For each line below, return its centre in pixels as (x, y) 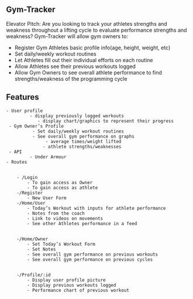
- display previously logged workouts (77, 116)
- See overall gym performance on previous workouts (93, 254)
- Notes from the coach (56, 213)
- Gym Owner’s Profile (36, 126)
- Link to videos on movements (65, 218)
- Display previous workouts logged (72, 285)
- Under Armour (48, 157)
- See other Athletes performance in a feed (82, 223)
